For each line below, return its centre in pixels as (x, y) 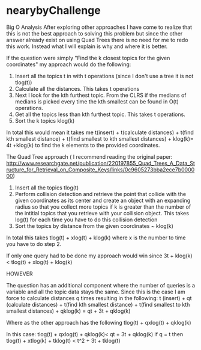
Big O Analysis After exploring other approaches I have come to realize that (99, 27)
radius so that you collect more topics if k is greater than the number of (103, 207)
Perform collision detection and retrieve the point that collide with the (100, 194)
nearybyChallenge (53, 11)
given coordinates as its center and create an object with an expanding (103, 200)
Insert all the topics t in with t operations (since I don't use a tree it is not (104, 76)
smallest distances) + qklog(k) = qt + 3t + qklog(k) (68, 311)
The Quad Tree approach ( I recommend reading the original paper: (89, 156)
